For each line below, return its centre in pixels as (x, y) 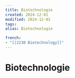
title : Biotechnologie (29, 10)
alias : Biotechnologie (29, 29)
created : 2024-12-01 (27, 15)
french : (13, 38)
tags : (11, 24)
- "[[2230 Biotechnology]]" (35, 43)
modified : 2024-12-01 (28, 19)
